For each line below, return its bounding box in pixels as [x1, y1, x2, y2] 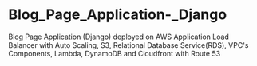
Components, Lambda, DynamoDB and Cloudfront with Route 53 [8, 49, 221, 58]
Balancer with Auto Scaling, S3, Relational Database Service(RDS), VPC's [8, 40, 249, 49]
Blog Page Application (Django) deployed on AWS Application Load [8, 32, 230, 41]
